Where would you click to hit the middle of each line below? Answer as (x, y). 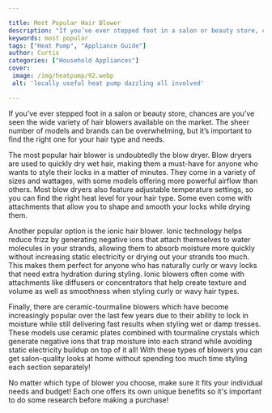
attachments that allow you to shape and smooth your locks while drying (130, 206)
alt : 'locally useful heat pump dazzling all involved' (108, 83)
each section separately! (49, 367)
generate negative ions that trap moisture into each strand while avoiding (130, 341)
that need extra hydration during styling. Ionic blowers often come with (127, 274)
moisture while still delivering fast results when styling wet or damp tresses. (135, 324)
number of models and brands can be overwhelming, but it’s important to (130, 130)
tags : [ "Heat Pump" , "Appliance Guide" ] (78, 45)
